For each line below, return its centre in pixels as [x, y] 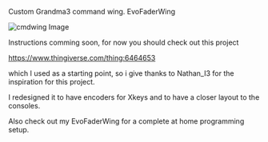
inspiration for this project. [52, 82]
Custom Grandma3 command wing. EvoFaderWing [92, 12]
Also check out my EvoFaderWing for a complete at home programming [126, 121]
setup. [19, 130]
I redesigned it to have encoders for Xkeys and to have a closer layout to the [134, 97]
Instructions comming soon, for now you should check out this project [124, 42]
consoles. [24, 106]
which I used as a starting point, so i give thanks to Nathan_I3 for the [121, 73]
